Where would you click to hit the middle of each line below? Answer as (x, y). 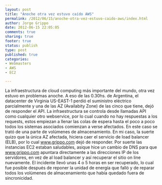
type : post (16, 50)
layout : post (18, 9)
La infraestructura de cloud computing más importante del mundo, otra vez (80, 91)
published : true (21, 54)
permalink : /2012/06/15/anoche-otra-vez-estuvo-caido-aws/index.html (77, 18)
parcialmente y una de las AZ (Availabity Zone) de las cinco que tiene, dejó (79, 106)
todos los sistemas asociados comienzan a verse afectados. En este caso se (81, 126)
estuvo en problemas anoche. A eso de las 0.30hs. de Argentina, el (72, 95)
